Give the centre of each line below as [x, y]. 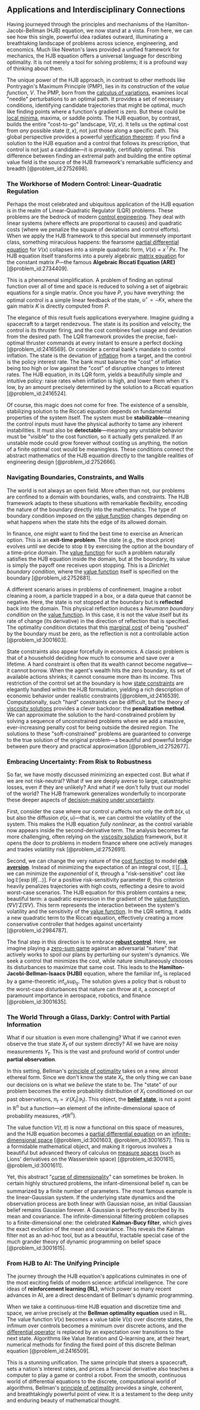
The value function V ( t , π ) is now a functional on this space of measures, [95, 1127]
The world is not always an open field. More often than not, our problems [96, 490]
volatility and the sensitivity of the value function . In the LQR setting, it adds [99, 911]
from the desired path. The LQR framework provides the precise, [86, 337]
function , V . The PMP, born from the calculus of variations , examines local [98, 92]
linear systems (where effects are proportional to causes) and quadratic [95, 223]
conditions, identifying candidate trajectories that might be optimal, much [96, 105]
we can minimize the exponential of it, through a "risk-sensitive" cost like [96, 873]
